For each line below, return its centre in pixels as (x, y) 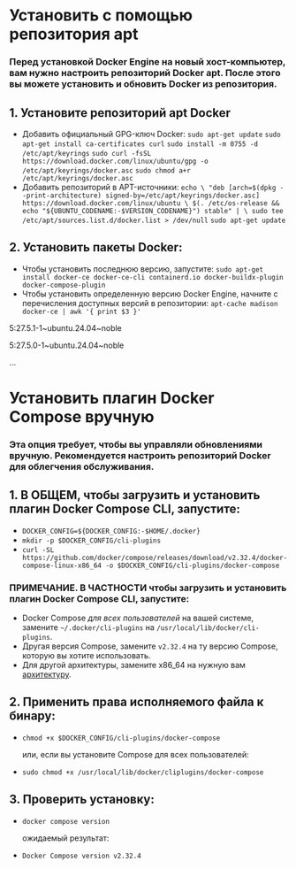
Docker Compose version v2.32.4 (81, 856)
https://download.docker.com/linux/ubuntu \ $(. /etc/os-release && (151, 203)
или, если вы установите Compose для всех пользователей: (135, 754)
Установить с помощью (101, 15)
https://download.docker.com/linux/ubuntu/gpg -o (115, 161)
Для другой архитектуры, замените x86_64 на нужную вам (133, 665)
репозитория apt (74, 34)
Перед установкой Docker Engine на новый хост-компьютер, (147, 62)
